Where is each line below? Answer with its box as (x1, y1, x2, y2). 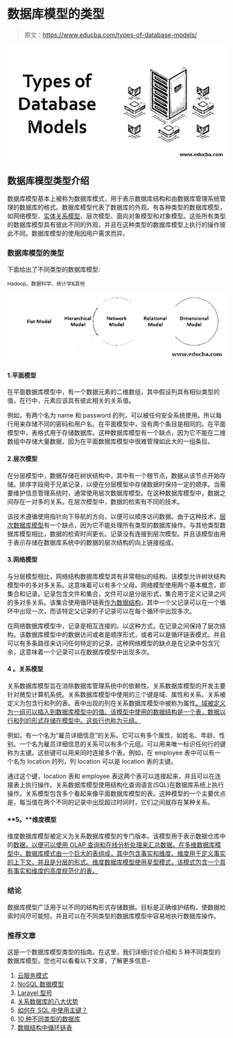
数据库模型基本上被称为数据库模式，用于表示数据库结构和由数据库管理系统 (7, 195, 220, 203)
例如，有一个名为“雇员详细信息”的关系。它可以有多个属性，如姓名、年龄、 (7, 731, 220, 740)
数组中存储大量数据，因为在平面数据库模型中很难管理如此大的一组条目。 (7, 437, 214, 445)
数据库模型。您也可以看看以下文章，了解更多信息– (7, 956, 150, 964)
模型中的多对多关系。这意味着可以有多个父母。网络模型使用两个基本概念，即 (7, 581, 226, 589)
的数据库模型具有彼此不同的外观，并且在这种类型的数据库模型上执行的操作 (7, 220, 220, 229)
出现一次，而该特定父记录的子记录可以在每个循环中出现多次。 (19, 607, 196, 615)
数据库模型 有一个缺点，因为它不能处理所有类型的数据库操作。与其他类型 (12, 520, 220, 529)
